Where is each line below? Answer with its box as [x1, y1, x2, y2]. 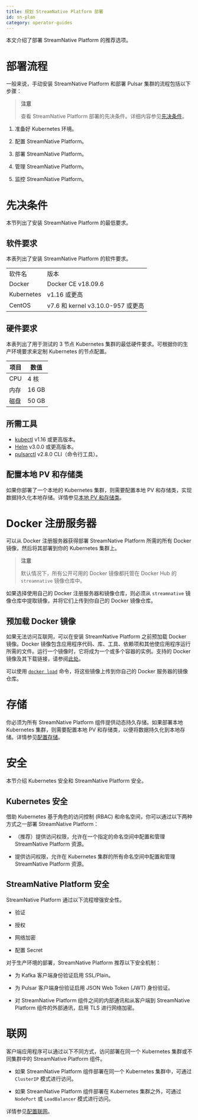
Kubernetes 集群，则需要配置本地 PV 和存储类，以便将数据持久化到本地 [6, 726, 180, 734]
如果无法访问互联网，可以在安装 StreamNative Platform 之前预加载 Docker [6, 633, 187, 640]
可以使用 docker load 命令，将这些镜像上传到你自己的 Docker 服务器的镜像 [6, 668, 188, 675]
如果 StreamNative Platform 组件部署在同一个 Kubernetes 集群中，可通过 [14, 1067, 192, 1074]
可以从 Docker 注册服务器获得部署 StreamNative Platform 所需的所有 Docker [6, 537, 191, 544]
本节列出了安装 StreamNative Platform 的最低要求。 [6, 220, 132, 227]
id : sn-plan [6, 14, 35, 20]
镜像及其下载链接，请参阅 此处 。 [6, 655, 84, 663]
